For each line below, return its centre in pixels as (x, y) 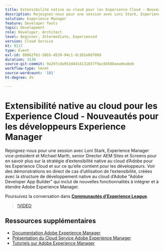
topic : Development (25, 28)
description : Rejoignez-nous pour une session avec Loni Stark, (72, 14)
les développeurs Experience (65, 126)
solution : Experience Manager (36, 19)
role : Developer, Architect (34, 32)
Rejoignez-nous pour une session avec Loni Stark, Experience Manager (77, 150)
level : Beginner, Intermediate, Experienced (51, 37)
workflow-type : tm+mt (27, 69)
